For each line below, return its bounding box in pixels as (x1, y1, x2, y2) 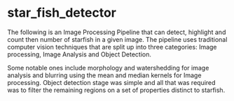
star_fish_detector (7, 5, 117, 21)
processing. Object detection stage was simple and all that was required (7, 78, 216, 86)
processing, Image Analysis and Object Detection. (7, 50, 152, 59)
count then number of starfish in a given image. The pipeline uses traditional (7, 35, 228, 43)
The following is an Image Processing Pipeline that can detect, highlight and (7, 28, 226, 36)
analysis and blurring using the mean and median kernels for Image (7, 71, 202, 79)
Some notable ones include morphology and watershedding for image (7, 63, 209, 72)
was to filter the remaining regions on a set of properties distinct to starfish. (7, 86, 226, 94)
